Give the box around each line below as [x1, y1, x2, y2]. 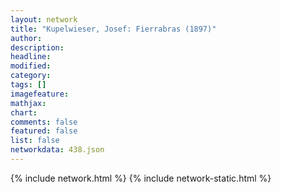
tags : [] [10, 80, 47, 90]
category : [10, 71, 52, 81]
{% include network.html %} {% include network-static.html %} [10, 172, 272, 184]
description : [10, 42, 65, 53]
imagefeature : [10, 89, 70, 99]
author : [10, 33, 43, 43]
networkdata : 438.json [10, 145, 105, 155]
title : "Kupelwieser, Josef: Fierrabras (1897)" [10, 24, 217, 34]
